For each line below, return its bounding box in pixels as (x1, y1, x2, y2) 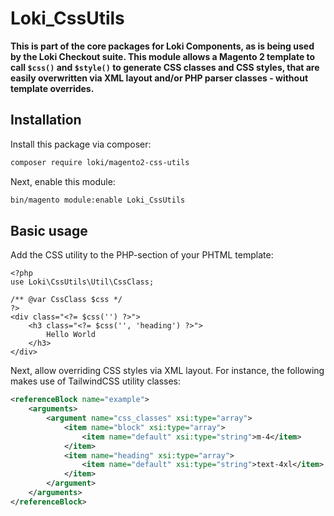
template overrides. (10, 82, 95, 94)
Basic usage (10, 222, 88, 239)
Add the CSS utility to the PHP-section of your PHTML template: (10, 249, 274, 261)
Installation (10, 112, 82, 129)
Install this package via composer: (10, 138, 152, 150)
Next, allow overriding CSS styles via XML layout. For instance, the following (10, 365, 325, 377)
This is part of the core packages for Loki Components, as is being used (10, 40, 315, 52)
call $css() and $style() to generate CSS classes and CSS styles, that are (10, 61, 320, 73)
